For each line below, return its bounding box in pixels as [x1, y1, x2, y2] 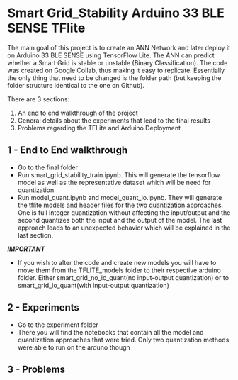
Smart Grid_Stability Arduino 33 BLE [7, 5, 225, 21]
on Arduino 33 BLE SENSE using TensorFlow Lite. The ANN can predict [7, 51, 215, 60]
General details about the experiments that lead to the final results [17, 116, 211, 125]
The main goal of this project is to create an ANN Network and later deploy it [7, 43, 231, 52]
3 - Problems [7, 363, 66, 375]
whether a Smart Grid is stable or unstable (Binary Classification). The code [7, 58, 228, 67]
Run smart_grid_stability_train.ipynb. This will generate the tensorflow [17, 170, 220, 179]
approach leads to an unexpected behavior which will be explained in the [17, 223, 232, 232]
